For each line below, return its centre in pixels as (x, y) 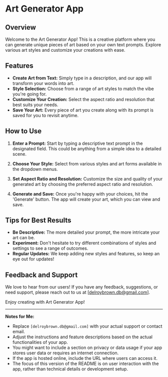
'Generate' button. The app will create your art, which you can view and (86, 199)
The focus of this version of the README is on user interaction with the (85, 364)
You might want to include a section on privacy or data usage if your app (87, 348)
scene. (19, 154)
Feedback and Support (41, 275)
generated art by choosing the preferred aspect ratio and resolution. (83, 184)
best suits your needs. (35, 105)
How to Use (23, 131)
